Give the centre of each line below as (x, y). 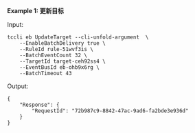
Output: (18, 86)
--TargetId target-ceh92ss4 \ (63, 61)
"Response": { (39, 105)
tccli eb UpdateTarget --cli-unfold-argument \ (78, 37)
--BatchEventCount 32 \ (54, 55)
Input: (15, 24)
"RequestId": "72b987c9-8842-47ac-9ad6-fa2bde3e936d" (110, 111)
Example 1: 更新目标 (35, 11)
